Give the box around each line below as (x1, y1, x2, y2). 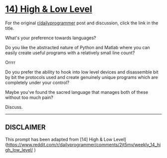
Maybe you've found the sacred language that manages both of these (5, 89, 148, 95)
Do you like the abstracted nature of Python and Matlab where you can (5, 44, 150, 50)
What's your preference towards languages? (5, 35, 96, 41)
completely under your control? (5, 79, 70, 85)
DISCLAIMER (5, 123, 46, 132)
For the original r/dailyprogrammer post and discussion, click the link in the (5, 20, 159, 26)
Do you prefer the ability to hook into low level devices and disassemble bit (5, 69, 159, 75)
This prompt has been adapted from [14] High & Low (5, 136, 113, 142)
